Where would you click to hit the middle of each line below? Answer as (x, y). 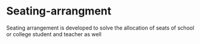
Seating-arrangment (59, 11)
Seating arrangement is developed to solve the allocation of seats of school (100, 28)
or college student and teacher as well (54, 34)
